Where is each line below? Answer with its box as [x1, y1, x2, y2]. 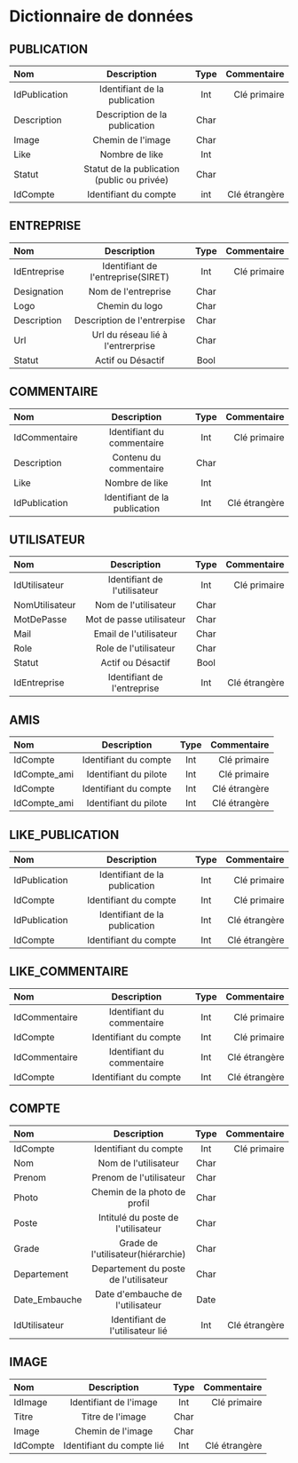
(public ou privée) [94, 174, 169, 186]
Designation [13, 285, 64, 297]
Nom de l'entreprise [88, 285, 171, 297]
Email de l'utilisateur [93, 628, 177, 640]
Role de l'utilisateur [96, 642, 176, 654]
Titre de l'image [81, 1410, 146, 1422]
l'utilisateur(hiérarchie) [91, 1247, 186, 1260]
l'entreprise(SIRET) [90, 271, 170, 283]
